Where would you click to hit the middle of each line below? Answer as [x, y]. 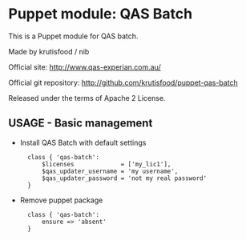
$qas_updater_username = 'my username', [110, 171]
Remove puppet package [61, 200]
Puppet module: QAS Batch [101, 14]
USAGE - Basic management [81, 124]
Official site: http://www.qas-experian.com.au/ [85, 67]
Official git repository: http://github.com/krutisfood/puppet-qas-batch [123, 82]
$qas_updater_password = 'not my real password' [124, 178]
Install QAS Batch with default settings [83, 142]
